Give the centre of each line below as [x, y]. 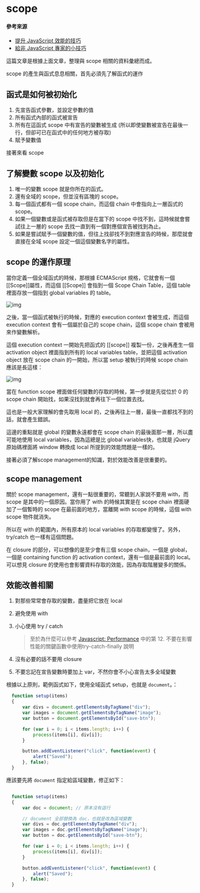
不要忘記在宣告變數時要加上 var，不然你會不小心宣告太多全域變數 [95, 672]
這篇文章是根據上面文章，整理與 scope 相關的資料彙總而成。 [81, 61]
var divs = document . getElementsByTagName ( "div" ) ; [86, 707]
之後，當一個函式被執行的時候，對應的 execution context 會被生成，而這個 [98, 317]
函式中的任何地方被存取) [81, 132]
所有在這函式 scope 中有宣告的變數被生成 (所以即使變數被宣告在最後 [99, 125]
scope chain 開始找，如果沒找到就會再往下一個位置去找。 [77, 399]
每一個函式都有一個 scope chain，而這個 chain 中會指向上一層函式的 [99, 204]
